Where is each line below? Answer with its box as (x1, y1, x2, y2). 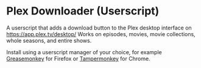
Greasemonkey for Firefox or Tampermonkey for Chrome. (6, 55, 150, 62)
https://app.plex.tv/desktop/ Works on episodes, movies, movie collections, (6, 30, 196, 37)
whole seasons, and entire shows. (6, 37, 92, 44)
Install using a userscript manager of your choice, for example (6, 48, 163, 55)
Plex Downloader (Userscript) (6, 4, 160, 18)
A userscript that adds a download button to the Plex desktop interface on (6, 24, 192, 31)
